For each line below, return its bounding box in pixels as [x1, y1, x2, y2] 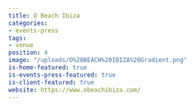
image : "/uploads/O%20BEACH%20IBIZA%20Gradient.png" [8, 57, 188, 65]
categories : [8, 19, 48, 27]
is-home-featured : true [8, 64, 88, 72]
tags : [8, 33, 26, 42]
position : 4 [8, 49, 48, 57]
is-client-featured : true [8, 78, 94, 86]
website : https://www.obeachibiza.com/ [8, 85, 141, 94]
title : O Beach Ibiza [8, 11, 81, 20]
